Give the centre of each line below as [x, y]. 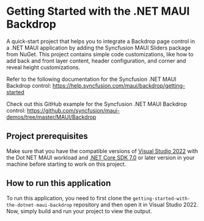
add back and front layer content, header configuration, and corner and [96, 61]
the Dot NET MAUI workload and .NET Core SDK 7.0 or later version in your [100, 157]
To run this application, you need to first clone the [69, 198]
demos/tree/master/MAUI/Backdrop [51, 117]
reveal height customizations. [43, 67]
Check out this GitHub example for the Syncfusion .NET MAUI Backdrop [97, 104]
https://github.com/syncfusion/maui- [74, 110]
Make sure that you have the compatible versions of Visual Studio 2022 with [102, 151]
